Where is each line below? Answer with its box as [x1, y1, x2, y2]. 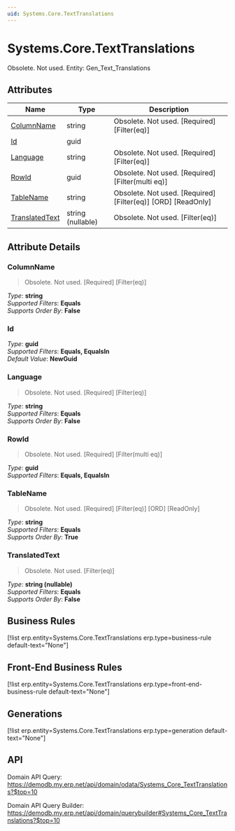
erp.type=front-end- [143, 680, 203, 689]
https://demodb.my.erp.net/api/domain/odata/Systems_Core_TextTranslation [7, 780, 228, 788]
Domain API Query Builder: [7, 801, 85, 809]
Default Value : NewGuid [7, 355, 78, 363]
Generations [7, 708, 63, 720]
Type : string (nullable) [7, 579, 73, 589]
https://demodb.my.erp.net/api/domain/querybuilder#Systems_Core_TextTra [7, 809, 227, 817]
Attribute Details [7, 241, 80, 253]
